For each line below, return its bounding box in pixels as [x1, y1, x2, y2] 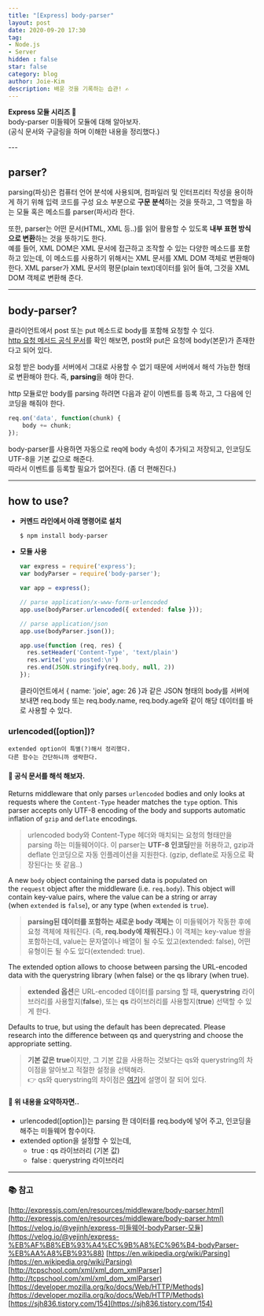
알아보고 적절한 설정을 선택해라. [48, 1065, 145, 1075]
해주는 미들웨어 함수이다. [19, 1125, 96, 1135]
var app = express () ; [19, 584, 91, 592]
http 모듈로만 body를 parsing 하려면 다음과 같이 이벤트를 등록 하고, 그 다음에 [8, 389, 244, 398]
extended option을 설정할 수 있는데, [19, 1136, 132, 1145]
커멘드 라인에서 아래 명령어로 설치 [19, 517, 122, 526]
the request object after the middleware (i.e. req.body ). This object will [8, 884, 236, 894]
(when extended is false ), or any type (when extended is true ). [8, 901, 209, 910]
